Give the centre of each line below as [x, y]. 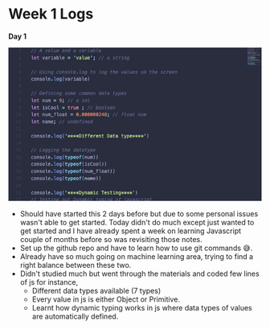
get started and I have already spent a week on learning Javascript [131, 231]
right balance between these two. [76, 265]
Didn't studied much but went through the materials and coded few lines [139, 273]
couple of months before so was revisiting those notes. [111, 240]
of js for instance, [49, 282]
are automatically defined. [75, 317]
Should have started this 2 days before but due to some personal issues [139, 214]
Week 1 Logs [51, 14]
